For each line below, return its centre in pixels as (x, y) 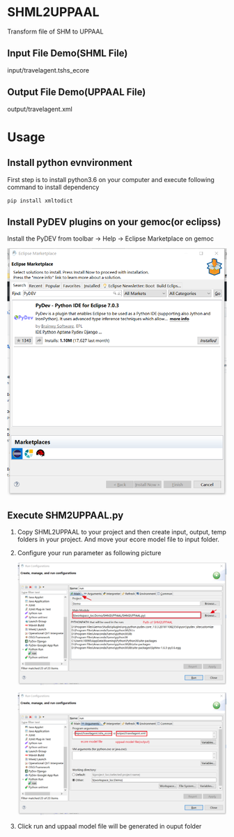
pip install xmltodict (40, 201)
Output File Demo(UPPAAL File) (77, 92)
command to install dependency (53, 187)
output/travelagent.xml (40, 109)
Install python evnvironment (70, 163)
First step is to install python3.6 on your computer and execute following (111, 179)
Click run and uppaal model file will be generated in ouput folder (109, 826)
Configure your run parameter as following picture (89, 553)
